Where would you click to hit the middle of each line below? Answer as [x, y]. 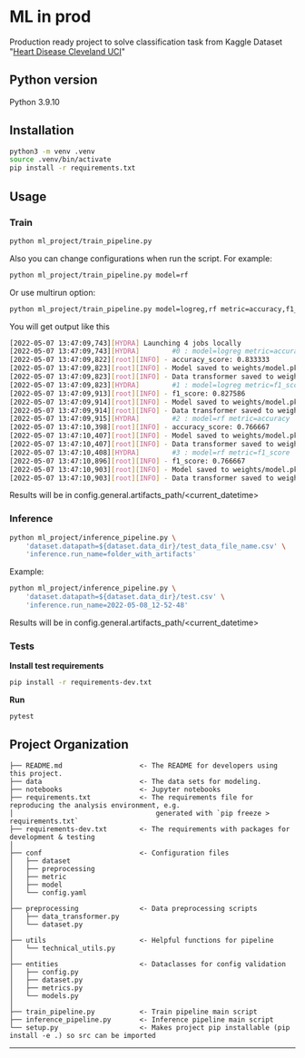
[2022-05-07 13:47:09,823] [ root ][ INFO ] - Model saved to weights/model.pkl [156, 368]
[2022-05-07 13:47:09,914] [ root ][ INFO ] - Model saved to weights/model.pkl [156, 402]
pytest [22, 717]
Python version [54, 80]
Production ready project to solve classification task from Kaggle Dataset [146, 42]
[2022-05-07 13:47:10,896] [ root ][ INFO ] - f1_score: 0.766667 [128, 461]
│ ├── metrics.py [46, 988]
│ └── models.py [44, 995]
